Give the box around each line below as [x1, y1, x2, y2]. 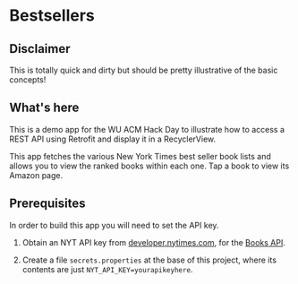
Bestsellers [9, 5, 96, 26]
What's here [9, 100, 80, 116]
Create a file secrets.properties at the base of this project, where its [21, 254, 277, 265]
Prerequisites [9, 196, 86, 211]
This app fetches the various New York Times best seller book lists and [9, 151, 271, 161]
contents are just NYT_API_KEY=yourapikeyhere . [21, 263, 193, 274]
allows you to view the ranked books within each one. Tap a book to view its [9, 160, 290, 171]
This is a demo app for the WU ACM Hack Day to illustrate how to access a [9, 124, 285, 134]
